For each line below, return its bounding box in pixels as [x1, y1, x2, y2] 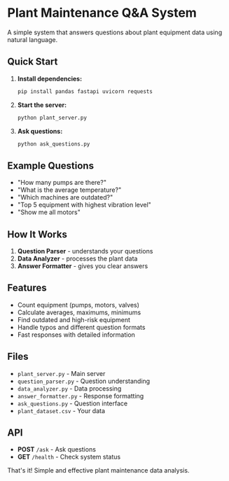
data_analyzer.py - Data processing [17, 384, 122, 393]
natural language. [7, 35, 58, 43]
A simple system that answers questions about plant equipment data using [7, 28, 223, 36]
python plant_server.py [17, 114, 88, 121]
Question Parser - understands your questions [17, 247, 153, 255]
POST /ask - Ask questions [17, 445, 97, 454]
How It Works [7, 228, 68, 240]
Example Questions [7, 160, 95, 172]
